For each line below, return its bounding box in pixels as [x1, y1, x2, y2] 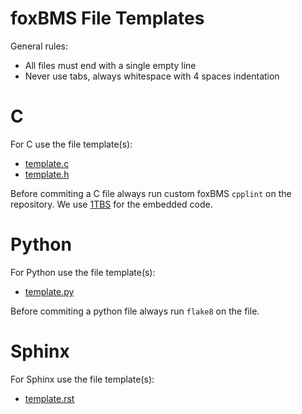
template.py [24, 285, 75, 297]
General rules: [10, 40, 69, 52]
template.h [24, 168, 70, 180]
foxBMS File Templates [10, 7, 205, 30]
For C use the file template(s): [10, 138, 133, 150]
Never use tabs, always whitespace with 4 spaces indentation [24, 70, 280, 82]
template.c [24, 157, 70, 169]
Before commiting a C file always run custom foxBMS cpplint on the [10, 187, 292, 199]
